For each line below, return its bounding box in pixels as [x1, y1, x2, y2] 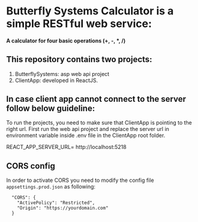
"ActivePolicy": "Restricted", [17, 200, 95, 206]
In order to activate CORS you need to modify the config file [6, 177, 154, 184]
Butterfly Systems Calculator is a [6, 4, 174, 18]
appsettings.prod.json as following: [6, 183, 96, 190]
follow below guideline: [6, 103, 95, 113]
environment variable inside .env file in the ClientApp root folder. [6, 132, 166, 139]
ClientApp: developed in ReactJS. [14, 77, 98, 84]
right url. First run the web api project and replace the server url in [6, 126, 170, 133]
